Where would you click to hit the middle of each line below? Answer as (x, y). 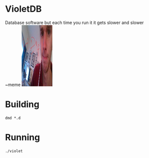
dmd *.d (13, 118)
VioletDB (23, 9)
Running (23, 137)
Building (22, 104)
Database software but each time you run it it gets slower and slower (74, 23)
